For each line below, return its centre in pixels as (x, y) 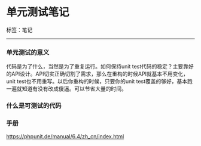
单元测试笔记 (38, 12)
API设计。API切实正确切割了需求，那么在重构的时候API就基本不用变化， (100, 74)
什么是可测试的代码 (34, 106)
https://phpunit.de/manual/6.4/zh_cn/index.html (65, 136)
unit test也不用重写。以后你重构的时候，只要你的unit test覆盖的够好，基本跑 (100, 82)
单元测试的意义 (28, 52)
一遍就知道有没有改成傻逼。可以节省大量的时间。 (66, 89)
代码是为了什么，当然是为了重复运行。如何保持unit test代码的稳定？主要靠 (98, 67)
